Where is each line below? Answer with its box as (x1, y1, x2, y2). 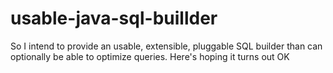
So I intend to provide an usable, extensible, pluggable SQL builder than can (10, 40, 323, 52)
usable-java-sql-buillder (10, 7, 218, 30)
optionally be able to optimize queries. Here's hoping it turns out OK (10, 50, 290, 62)
